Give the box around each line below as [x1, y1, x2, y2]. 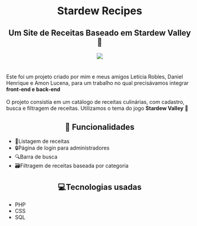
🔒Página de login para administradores [14, 144, 110, 151]
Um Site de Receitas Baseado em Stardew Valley [8, 28, 191, 38]
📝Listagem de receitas [14, 138, 70, 145]
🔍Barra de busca [14, 153, 58, 160]
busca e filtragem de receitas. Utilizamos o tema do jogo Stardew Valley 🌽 [6, 105, 189, 112]
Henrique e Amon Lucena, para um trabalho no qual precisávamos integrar [6, 79, 189, 87]
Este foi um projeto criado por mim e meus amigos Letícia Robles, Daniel [6, 73, 183, 81]
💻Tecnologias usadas [58, 182, 142, 192]
